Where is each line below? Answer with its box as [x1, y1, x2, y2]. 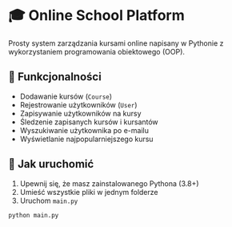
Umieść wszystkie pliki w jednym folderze [19, 187, 158, 197]
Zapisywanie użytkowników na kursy [19, 108, 142, 118]
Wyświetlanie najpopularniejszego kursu [19, 134, 154, 144]
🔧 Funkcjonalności [8, 70, 102, 84]
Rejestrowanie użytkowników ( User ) [19, 99, 138, 109]
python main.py [8, 211, 59, 219]
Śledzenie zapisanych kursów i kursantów [19, 117, 158, 127]
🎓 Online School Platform [8, 6, 186, 25]
